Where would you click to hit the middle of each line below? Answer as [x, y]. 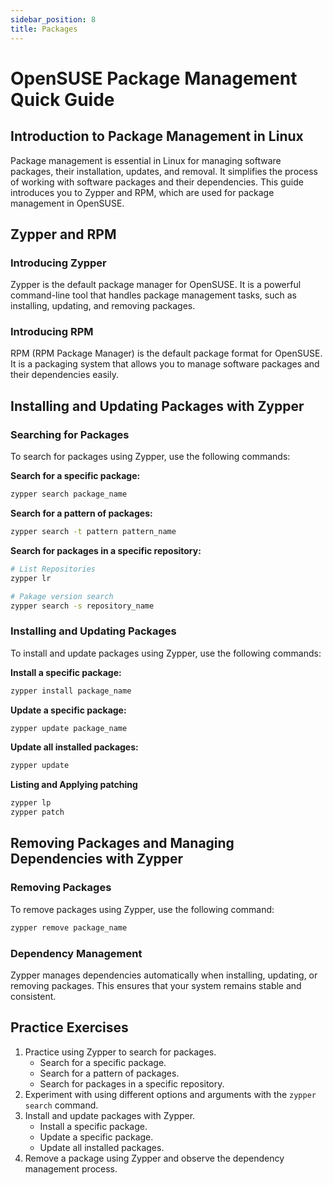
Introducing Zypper [58, 263]
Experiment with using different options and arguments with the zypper [170, 1094]
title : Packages [44, 29]
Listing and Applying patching [74, 785]
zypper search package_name [69, 494]
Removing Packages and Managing [122, 843]
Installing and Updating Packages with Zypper [157, 406]
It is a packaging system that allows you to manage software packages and [165, 364]
